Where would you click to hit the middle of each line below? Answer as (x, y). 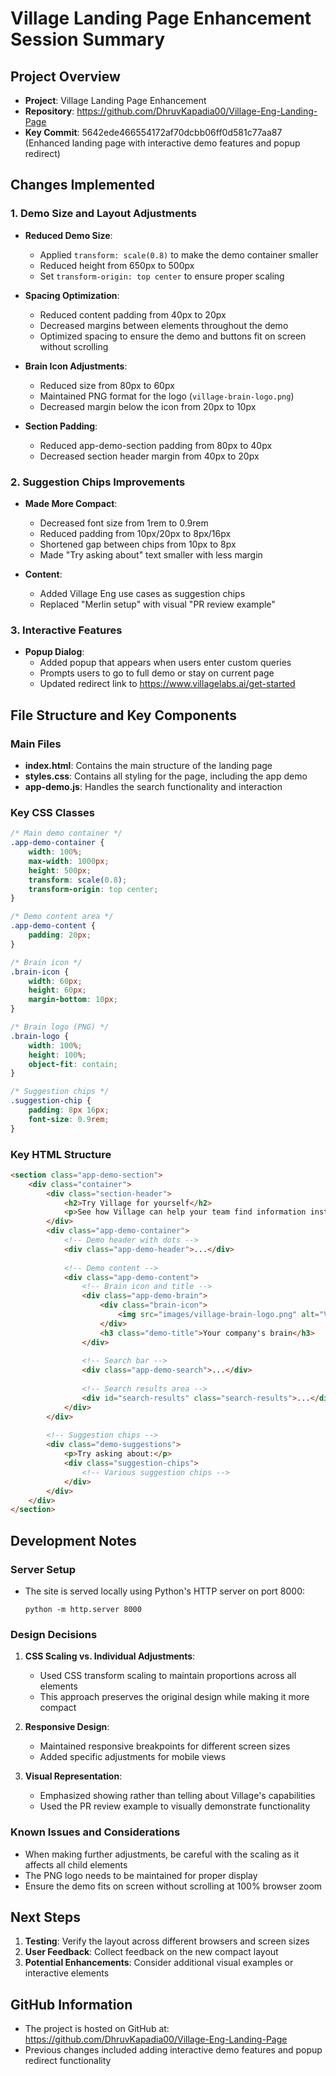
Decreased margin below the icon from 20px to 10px (148, 406)
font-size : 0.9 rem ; (69, 1119)
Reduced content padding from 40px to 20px (133, 314)
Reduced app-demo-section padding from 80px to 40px (156, 445)
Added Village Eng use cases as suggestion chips (142, 593)
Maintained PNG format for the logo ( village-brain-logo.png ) (167, 396)
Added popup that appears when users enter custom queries (165, 663)
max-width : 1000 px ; (69, 861)
